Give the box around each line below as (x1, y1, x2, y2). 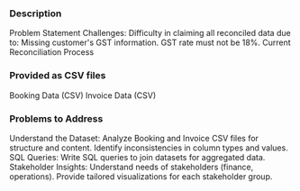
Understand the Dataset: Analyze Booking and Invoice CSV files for (9, 132, 259, 143)
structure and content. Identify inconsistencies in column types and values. (9, 142, 288, 153)
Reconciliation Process (9, 47, 95, 58)
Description (9, 7, 62, 20)
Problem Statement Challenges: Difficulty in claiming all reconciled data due (9, 28, 291, 39)
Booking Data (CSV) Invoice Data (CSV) (9, 89, 157, 101)
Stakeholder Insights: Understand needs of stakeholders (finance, (9, 161, 254, 172)
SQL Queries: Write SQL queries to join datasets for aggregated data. (9, 151, 266, 162)
